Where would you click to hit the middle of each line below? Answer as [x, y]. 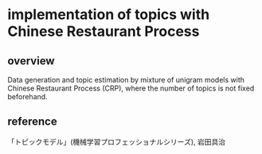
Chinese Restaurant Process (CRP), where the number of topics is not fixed [131, 88]
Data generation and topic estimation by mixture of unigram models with [126, 80]
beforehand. [28, 96]
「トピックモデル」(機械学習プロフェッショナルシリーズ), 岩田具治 [117, 141]
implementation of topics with [109, 15]
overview [31, 61]
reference [32, 122]
